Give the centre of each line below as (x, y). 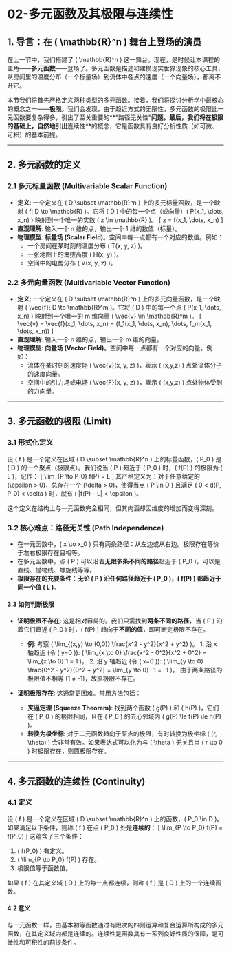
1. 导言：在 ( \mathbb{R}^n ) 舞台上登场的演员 (104, 42)
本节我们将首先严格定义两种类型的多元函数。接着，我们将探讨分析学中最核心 (115, 100)
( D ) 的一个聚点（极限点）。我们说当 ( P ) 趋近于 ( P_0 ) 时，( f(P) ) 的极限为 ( (115, 468)
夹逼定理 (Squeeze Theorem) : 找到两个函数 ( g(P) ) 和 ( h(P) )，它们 (123, 708)
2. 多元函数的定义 (44, 165)
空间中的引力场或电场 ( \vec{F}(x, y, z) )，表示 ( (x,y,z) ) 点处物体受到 (125, 382)
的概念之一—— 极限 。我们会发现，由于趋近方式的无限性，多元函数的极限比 (112, 109)
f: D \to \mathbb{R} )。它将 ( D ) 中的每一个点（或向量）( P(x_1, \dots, (126, 211)
